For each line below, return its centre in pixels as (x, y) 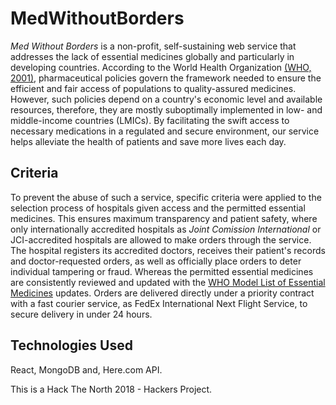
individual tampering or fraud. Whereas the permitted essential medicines (162, 271)
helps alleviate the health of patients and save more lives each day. (148, 141)
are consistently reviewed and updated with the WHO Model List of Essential (168, 282)
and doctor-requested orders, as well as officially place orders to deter (156, 261)
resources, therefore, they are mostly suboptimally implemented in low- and (166, 109)
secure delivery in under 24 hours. (81, 314)
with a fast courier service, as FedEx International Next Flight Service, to (159, 303)
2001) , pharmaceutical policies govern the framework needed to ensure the (166, 78)
